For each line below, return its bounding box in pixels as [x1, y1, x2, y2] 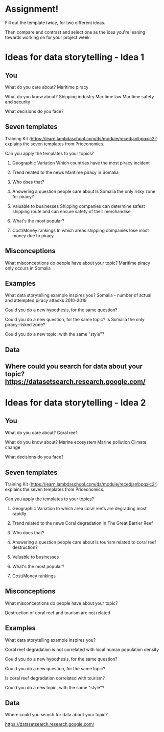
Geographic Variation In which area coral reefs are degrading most [12, 505, 147, 511]
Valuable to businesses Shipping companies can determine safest [12, 203, 145, 209]
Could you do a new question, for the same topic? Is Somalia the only [5, 317, 145, 323]
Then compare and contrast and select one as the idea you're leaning [5, 29, 145, 35]
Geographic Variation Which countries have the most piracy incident [12, 160, 150, 165]
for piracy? [12, 193, 34, 199]
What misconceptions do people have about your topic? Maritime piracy [5, 260, 150, 266]
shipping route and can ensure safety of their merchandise [12, 208, 131, 214]
